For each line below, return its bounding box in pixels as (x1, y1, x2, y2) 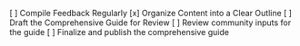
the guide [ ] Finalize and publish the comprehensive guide (9, 27, 230, 37)
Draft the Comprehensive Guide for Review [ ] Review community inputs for (9, 17, 292, 28)
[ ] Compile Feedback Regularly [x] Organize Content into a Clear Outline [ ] (9, 8, 293, 18)
